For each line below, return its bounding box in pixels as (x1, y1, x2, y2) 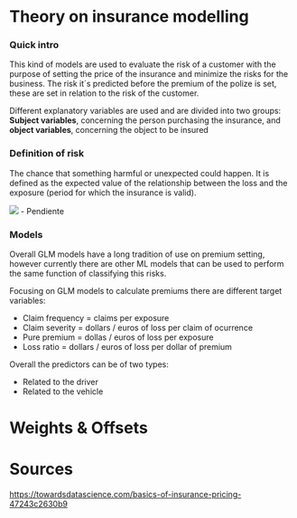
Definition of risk (9, 147, 85, 160)
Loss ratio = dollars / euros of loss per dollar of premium (22, 342, 233, 353)
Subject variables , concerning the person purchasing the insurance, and (9, 115, 282, 126)
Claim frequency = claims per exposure (22, 313, 170, 324)
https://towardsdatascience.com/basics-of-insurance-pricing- (9, 489, 242, 500)
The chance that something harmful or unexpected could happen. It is (9, 167, 270, 178)
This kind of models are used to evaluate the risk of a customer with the (9, 59, 277, 70)
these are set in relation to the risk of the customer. (9, 88, 200, 99)
